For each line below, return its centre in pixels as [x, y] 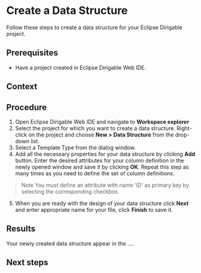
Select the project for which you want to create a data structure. [95, 128]
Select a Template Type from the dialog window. [75, 147]
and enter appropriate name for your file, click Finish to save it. [94, 209]
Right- [184, 128]
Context [22, 86]
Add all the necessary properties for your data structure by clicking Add [105, 154]
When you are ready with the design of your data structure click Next [102, 203]
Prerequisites [32, 53]
